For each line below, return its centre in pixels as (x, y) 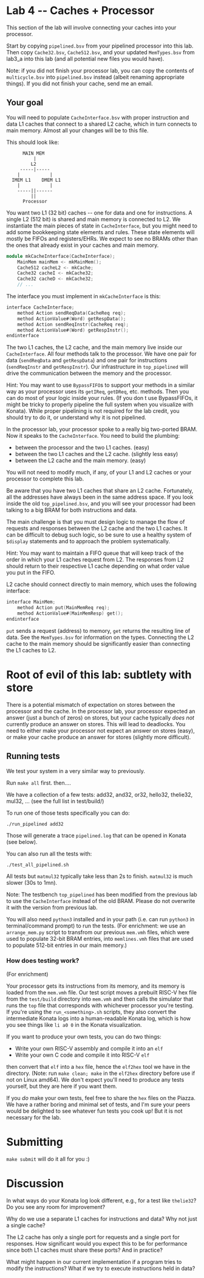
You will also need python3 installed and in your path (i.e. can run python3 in (100, 919)
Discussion (35, 1183)
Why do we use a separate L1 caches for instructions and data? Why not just (102, 1219)
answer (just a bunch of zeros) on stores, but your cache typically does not (100, 718)
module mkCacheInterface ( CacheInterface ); (61, 256)
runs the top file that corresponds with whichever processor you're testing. (100, 1005)
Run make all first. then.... (39, 783)
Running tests (33, 756)
